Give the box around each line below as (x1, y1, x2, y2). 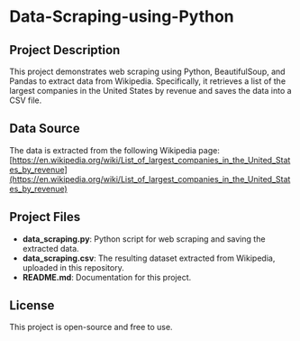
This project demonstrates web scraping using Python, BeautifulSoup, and (9, 66, 286, 77)
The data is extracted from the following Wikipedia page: (9, 144, 221, 155)
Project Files (9, 209, 81, 225)
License (9, 298, 55, 313)
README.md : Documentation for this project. (22, 272, 192, 282)
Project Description (9, 42, 121, 58)
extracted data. (22, 243, 79, 253)
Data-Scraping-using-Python (9, 6, 234, 27)
